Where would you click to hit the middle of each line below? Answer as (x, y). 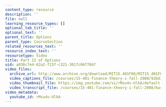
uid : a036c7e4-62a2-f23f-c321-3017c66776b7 (51, 65)
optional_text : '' (24, 33)
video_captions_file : (32, 78)
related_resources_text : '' (34, 46)
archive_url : (23, 74)
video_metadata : (22, 92)
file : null (16, 19)
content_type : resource (30, 10)
